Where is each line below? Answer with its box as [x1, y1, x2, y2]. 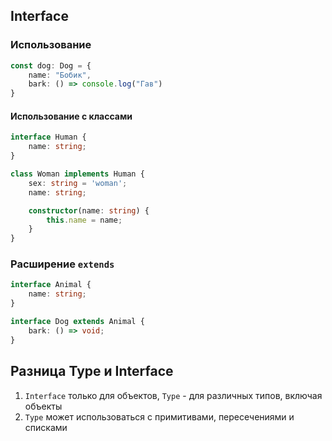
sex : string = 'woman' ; [28, 178, 128, 188]
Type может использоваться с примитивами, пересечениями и [24, 410, 295, 423]
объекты [24, 400, 63, 412]
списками [24, 421, 68, 433]
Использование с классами [10, 110, 133, 122]
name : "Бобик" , [28, 70, 92, 80]
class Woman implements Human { [10, 169, 145, 179]
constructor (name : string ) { [28, 205, 150, 216]
